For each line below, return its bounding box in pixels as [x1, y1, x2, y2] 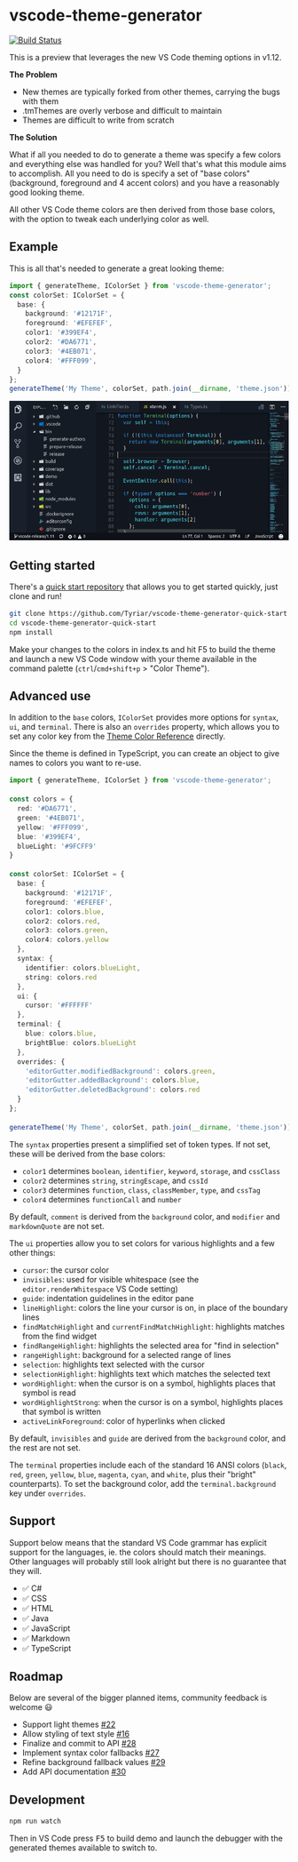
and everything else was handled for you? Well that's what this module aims [9, 158, 286, 169]
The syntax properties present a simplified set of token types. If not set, [9, 1139, 271, 1149]
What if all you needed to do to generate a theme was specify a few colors [9, 148, 281, 160]
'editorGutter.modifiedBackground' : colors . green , [25, 1067, 216, 1075]
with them [21, 95, 59, 107]
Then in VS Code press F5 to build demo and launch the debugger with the [9, 1833, 284, 1844]
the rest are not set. [9, 1442, 82, 1453]
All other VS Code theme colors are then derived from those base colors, [9, 204, 276, 214]
